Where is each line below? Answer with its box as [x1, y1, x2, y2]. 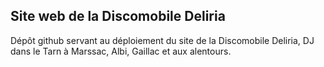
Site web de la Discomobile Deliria [10, 8, 226, 25]
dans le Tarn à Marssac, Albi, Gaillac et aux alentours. [10, 45, 232, 57]
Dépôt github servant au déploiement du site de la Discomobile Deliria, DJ [10, 34, 315, 46]
